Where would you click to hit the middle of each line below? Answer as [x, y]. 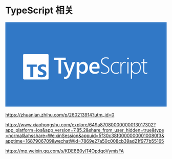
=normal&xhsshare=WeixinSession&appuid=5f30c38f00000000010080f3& [85, 135]
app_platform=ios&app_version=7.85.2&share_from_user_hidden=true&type [85, 130]
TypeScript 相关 [39, 10]
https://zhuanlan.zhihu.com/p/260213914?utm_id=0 [60, 115]
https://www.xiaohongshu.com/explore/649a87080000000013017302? [81, 125]
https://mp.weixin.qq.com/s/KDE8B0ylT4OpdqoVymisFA [65, 151]
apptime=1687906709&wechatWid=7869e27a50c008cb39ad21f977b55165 [85, 141]
